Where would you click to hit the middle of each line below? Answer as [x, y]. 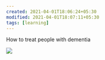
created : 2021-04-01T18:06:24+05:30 [51, 12]
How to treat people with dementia [48, 40]
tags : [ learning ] [28, 23]
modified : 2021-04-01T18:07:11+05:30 [53, 17]
